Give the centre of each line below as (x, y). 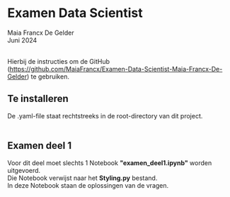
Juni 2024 (22, 40)
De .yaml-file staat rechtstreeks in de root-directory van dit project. (105, 116)
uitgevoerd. (24, 170)
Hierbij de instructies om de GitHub (58, 61)
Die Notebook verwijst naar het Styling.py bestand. (82, 178)
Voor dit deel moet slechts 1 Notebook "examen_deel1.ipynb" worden (110, 163)
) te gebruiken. (48, 77)
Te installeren (38, 99)
